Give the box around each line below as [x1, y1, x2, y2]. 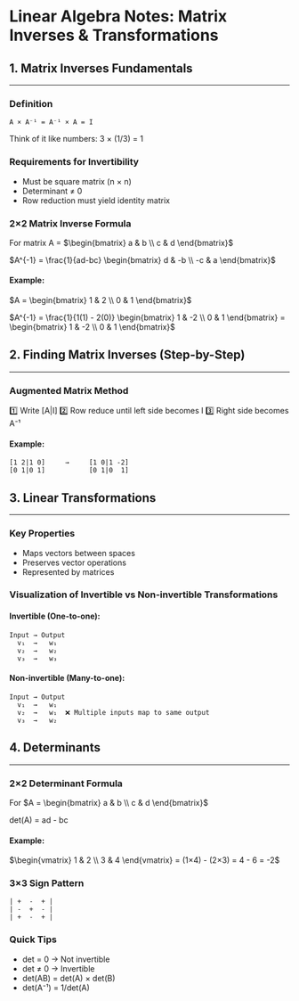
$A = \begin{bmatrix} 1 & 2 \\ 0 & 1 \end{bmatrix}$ [9, 295, 192, 306]
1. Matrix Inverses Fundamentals [9, 61, 193, 76]
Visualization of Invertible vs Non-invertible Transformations [9, 588, 279, 601]
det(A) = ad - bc [9, 814, 69, 825]
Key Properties [9, 528, 76, 540]
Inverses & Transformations [9, 25, 220, 45]
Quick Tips [9, 933, 58, 946]
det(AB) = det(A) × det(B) [21, 972, 116, 983]
